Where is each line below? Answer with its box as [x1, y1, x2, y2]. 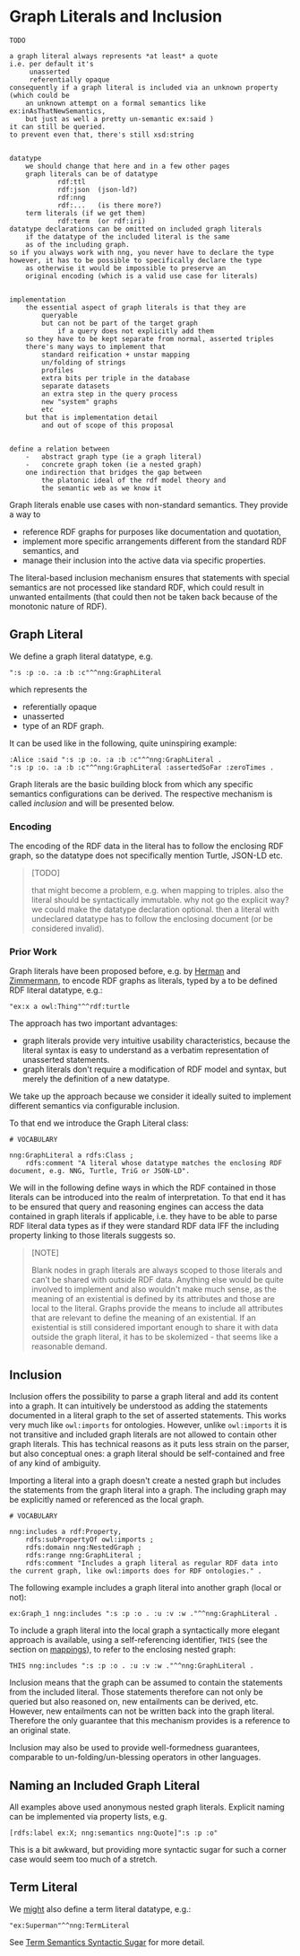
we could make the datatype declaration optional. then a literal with [30, 904, 279, 915]
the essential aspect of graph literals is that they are [25, 303, 246, 311]
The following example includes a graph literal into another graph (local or [9, 1583, 282, 1593]
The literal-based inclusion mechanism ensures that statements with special [9, 572, 290, 583]
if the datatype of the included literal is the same [25, 232, 230, 241]
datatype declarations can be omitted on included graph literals [9, 224, 262, 233]
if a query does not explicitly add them [56, 326, 215, 336]
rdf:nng [56, 193, 87, 202]
